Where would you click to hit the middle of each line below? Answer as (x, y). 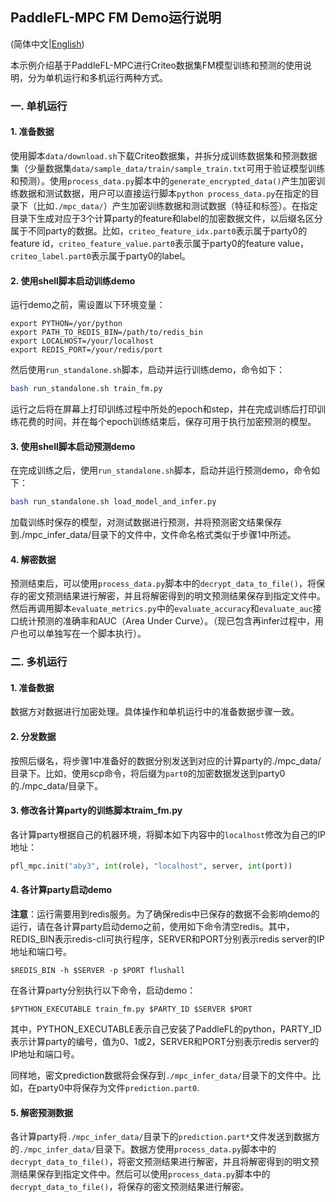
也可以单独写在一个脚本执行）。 (82, 634)
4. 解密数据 (33, 559)
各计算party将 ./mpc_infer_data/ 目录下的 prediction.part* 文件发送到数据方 (165, 1137)
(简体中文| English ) (47, 44)
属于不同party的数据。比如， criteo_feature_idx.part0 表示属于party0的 (159, 230)
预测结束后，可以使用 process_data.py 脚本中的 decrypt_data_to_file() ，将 (163, 584)
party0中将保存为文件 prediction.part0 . (118, 1087)
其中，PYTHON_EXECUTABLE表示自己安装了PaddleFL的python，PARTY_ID (166, 1029)
